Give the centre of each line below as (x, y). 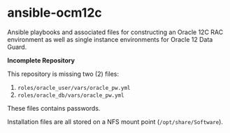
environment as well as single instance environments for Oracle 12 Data (110, 39)
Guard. (17, 47)
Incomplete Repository (41, 60)
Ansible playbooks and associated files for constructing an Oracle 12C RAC (115, 32)
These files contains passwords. (54, 108)
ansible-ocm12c (55, 13)
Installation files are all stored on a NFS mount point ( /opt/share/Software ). (115, 122)
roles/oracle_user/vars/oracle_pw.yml (74, 88)
